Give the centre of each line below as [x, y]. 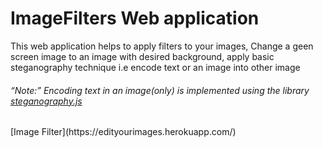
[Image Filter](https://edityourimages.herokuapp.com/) [123, 132]
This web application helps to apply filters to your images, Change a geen [162, 46]
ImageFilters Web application [135, 18]
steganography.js [46, 101]
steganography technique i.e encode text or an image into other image [155, 67]
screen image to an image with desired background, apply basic [142, 56]
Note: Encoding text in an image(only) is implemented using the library [162, 90]
